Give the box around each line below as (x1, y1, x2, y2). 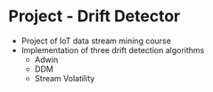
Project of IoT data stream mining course (20, 35, 171, 46)
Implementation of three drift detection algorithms (20, 44, 205, 55)
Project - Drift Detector (8, 6, 181, 27)
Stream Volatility (34, 73, 95, 83)
